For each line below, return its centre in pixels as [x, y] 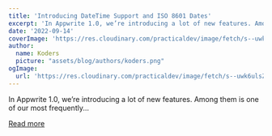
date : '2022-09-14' [41, 31]
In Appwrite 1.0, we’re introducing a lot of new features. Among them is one [134, 99]
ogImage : [23, 69]
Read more [27, 123]
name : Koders [38, 53]
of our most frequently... [49, 108]
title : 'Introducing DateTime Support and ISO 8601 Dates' [110, 16]
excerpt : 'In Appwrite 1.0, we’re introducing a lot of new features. [130, 23]
